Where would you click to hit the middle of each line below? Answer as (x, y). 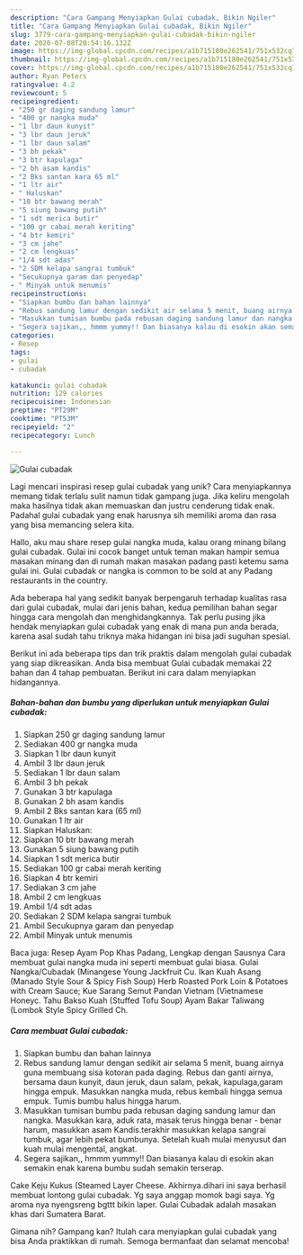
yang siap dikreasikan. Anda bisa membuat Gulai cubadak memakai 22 (141, 663)
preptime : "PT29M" (45, 410)
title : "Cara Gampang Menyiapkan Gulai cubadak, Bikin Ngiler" (131, 26)
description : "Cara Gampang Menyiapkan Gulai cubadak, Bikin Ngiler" (143, 18)
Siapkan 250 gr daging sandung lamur (94, 735)
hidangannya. (36, 682)
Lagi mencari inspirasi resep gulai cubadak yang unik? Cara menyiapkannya (151, 486)
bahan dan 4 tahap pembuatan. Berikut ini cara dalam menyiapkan (133, 672)
